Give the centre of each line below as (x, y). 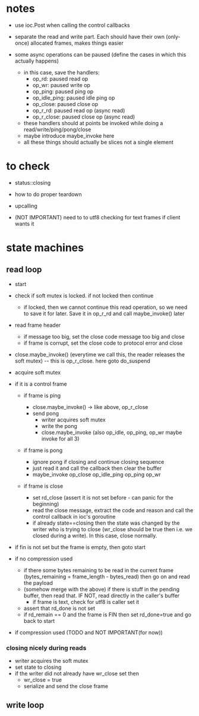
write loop (25, 705)
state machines (45, 248)
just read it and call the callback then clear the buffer (97, 468)
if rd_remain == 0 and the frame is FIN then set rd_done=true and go (108, 614)
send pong (46, 413)
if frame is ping (42, 395)
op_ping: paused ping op (63, 91)
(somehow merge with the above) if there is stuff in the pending (102, 589)
